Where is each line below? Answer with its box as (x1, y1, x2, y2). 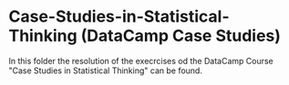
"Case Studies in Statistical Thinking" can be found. (8, 65, 202, 76)
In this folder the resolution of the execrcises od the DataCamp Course (8, 55, 274, 66)
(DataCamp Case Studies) (80, 25, 282, 46)
